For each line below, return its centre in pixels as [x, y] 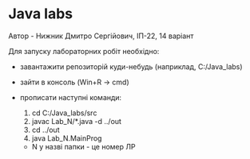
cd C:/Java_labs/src [64, 113]
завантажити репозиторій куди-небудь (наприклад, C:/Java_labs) [131, 66]
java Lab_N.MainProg [67, 138]
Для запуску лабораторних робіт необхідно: [84, 51]
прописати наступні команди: [71, 97]
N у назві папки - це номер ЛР [83, 146]
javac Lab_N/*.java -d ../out [77, 121]
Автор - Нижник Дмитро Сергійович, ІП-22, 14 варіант [101, 36]
